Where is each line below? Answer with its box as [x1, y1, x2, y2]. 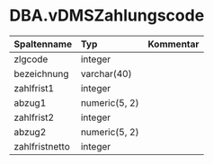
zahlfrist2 [13, 111, 55, 124]
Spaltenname [13, 38, 73, 50]
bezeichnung [13, 67, 69, 80]
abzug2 [13, 125, 47, 138]
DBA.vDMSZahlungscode [9, 5, 205, 26]
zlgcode [13, 53, 49, 65]
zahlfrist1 [13, 82, 55, 94]
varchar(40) [80, 67, 132, 80]
